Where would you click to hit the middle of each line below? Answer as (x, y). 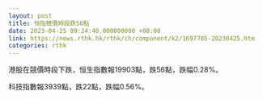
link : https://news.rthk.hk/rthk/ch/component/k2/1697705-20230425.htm (131, 38)
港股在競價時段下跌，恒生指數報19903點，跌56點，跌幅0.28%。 (115, 70)
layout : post (30, 16)
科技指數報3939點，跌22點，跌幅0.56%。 (78, 87)
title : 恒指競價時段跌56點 (49, 23)
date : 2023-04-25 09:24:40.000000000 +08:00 (85, 31)
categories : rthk (38, 46)
